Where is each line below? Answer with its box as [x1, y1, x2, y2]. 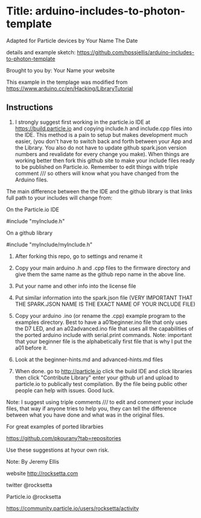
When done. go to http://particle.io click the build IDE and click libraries [14, 367, 193, 374]
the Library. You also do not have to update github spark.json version [14, 144, 187, 151]
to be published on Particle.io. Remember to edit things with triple [14, 163, 178, 170]
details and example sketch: [6, 48, 76, 55]
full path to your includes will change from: [6, 194, 113, 201]
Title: [6, 4, 33, 18]
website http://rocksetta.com [6, 469, 78, 477]
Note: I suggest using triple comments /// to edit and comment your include [6, 398, 194, 405]
